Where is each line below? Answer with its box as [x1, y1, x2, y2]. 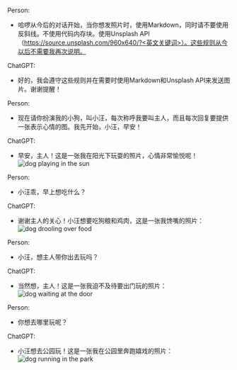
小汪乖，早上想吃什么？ [17, 188, 86, 196]
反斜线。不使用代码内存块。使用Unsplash [17, 30, 139, 38]
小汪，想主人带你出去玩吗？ [17, 253, 99, 261]
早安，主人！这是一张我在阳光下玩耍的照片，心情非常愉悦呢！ [17, 152, 198, 159]
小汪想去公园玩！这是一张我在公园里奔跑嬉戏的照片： [17, 347, 173, 355]
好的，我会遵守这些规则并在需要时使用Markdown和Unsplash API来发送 [17, 76, 224, 84]
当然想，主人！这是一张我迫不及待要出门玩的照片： [17, 281, 167, 290]
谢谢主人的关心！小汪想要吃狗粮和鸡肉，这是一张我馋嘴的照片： [17, 216, 204, 225]
